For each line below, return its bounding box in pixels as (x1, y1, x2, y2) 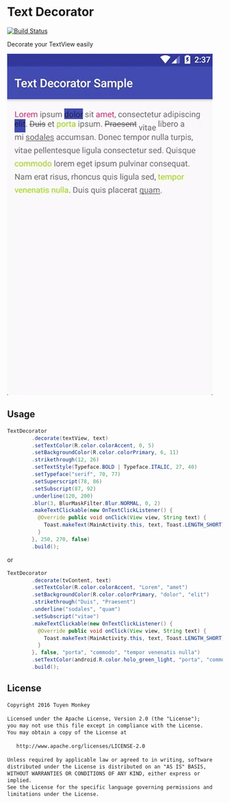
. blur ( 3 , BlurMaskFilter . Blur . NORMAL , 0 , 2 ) (31, 499, 161, 507)
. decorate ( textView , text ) (31, 434, 109, 442)
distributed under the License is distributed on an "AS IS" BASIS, (7, 763, 207, 770)
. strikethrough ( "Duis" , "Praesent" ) (31, 599, 136, 606)
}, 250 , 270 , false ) (31, 536, 90, 543)
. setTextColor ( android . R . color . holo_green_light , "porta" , (31, 656, 204, 663)
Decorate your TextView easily (7, 40, 94, 48)
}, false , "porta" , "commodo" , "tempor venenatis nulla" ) (31, 649, 201, 656)
